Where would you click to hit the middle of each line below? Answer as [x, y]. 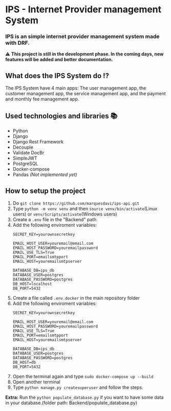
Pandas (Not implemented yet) [45, 175]
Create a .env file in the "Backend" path [55, 219]
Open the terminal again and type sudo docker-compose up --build [83, 376]
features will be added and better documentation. [59, 60]
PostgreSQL [25, 164]
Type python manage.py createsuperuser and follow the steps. [78, 387]
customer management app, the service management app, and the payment [85, 94]
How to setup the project [46, 191]
